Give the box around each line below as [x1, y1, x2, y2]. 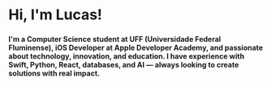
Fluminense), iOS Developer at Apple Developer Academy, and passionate [8, 43, 264, 53]
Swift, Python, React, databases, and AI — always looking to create [8, 60, 239, 70]
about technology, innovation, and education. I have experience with [8, 51, 245, 61]
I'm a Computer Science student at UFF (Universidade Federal [8, 35, 222, 44]
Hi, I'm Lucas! [8, 6, 103, 24]
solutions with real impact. [8, 68, 100, 78]
